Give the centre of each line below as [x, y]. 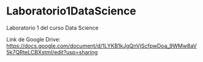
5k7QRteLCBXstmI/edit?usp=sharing [52, 52]
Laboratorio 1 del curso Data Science [53, 28]
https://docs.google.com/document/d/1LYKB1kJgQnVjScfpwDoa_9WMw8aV [102, 46]
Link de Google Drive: [33, 39]
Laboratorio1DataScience [71, 11]
